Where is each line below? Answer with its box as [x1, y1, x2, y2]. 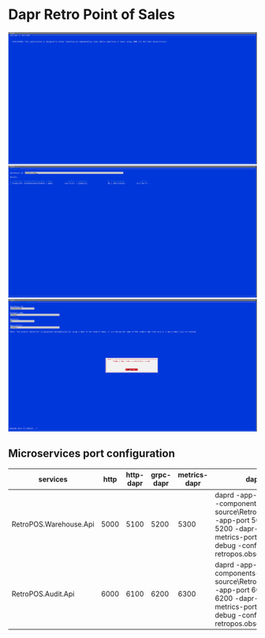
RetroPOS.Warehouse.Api [11, 519, 95, 529]
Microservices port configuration [8, 447, 175, 460]
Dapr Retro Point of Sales [8, 6, 176, 24]
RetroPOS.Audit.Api [11, 589, 75, 598]
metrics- [177, 470, 209, 480]
